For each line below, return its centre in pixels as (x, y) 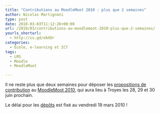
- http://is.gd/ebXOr (32, 38)
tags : (11, 52)
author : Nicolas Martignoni (34, 15)
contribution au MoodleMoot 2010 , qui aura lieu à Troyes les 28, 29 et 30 (80, 90)
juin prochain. (19, 95)
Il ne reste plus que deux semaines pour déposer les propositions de (76, 85)
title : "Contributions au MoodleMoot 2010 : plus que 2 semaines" (76, 10)
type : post (16, 19)
